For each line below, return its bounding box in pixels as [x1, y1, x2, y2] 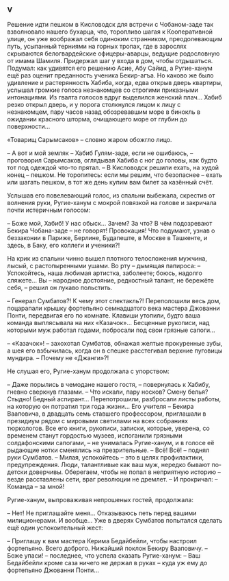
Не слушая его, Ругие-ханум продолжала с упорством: [7, 367, 170, 375]
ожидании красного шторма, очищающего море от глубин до [7, 115, 187, 123]
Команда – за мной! [7, 482, 65, 491]
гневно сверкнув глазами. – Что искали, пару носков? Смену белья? [7, 388, 208, 396]
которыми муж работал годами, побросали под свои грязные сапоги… [7, 326, 215, 334]
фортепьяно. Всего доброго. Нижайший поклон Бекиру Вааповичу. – [7, 544, 208, 553]
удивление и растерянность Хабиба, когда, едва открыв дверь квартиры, [7, 79, 223, 87]
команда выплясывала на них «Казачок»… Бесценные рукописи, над [7, 319, 210, 327]
